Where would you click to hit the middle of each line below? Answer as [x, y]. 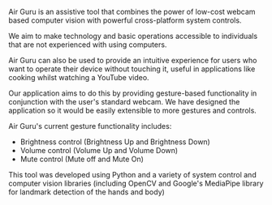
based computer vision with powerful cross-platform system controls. [125, 20]
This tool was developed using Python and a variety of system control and [133, 175]
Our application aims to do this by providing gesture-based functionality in [133, 93]
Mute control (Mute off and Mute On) [82, 159]
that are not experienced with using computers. [88, 45]
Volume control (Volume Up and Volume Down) [99, 150]
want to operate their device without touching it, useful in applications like [132, 69]
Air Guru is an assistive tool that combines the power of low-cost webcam [132, 12]
